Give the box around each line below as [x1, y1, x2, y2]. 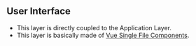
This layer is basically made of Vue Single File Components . [16, 31, 190, 39]
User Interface [6, 5, 71, 17]
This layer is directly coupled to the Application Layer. [16, 23, 172, 32]
